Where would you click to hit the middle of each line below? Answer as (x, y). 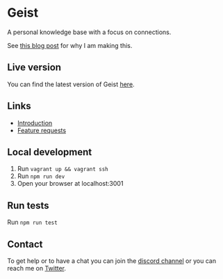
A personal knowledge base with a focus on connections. (89, 32)
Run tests (28, 206)
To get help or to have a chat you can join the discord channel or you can (112, 261)
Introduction (35, 122)
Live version (34, 67)
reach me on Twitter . (37, 268)
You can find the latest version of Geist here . (71, 84)
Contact (25, 244)
